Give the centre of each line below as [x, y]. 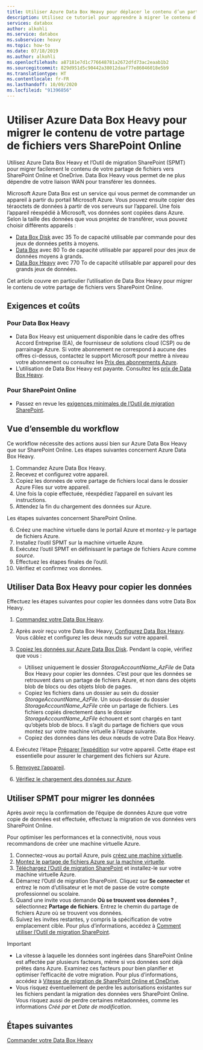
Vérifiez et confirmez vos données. [59, 568]
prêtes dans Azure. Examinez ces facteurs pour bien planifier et [95, 969]
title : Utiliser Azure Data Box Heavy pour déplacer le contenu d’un [96, 12]
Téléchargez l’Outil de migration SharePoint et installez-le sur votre [98, 868]
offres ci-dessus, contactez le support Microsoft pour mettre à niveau [102, 356]
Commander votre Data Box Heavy [50, 1040]
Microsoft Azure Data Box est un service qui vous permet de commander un [101, 193]
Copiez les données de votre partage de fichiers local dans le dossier [102, 480]
